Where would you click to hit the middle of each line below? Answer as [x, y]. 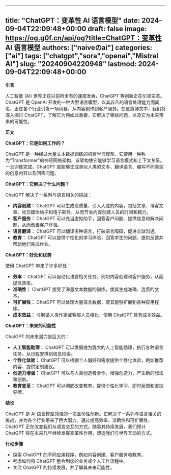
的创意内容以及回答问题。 [32, 173]
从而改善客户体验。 [42, 225]
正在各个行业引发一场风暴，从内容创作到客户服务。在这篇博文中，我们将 [90, 108]
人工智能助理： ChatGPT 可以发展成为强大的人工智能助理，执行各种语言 [88, 347]
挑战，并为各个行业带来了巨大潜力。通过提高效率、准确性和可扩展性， [79, 420]
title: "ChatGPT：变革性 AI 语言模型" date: [73, 21]
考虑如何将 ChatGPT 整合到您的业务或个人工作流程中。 [70, 461]
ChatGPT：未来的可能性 [31, 325]
